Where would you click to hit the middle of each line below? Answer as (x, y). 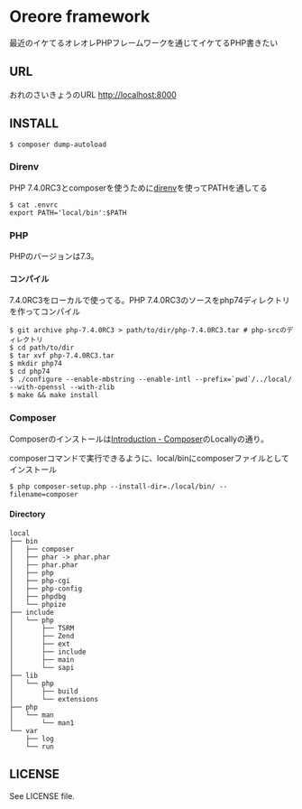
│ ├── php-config (46, 589)
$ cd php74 (30, 372)
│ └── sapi (42, 667)
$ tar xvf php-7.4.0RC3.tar (62, 356)
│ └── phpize (38, 604)
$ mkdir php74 (36, 364)
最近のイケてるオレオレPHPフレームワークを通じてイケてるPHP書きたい (144, 42)
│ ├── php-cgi (40, 581)
